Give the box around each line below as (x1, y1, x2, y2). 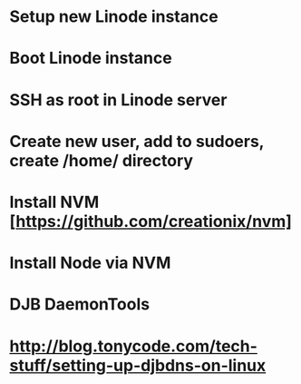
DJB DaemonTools (9, 294, 150, 315)
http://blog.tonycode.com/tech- (9, 336, 258, 356)
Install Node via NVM (9, 252, 171, 273)
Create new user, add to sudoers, (9, 131, 265, 152)
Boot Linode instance (9, 48, 172, 69)
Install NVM (9, 192, 100, 212)
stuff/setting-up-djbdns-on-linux (9, 355, 267, 376)
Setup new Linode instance (9, 6, 219, 27)
